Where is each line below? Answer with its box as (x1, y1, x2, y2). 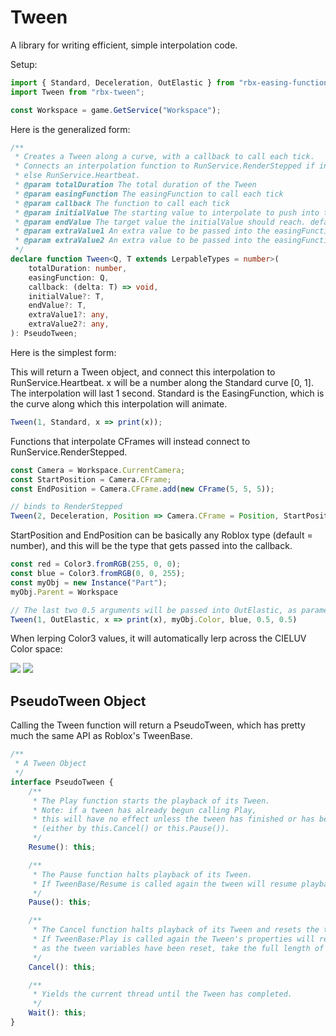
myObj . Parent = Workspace (10, 587, 118, 597)
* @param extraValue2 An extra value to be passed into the (14, 236, 271, 246)
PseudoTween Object (10, 692, 147, 710)
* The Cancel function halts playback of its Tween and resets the (32, 925, 320, 935)
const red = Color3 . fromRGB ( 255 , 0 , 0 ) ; (10, 559, 182, 570)
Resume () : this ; (28, 842, 97, 852)
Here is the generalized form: (10, 123, 131, 135)
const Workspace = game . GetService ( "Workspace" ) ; (10, 105, 222, 115)
